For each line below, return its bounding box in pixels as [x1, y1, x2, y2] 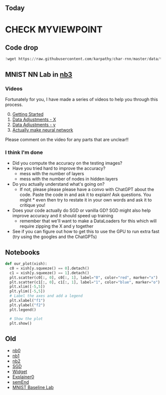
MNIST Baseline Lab [12, 385, 54, 391]
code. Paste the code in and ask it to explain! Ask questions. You [19, 192, 152, 197]
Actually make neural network [12, 127, 73, 133]
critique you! [19, 202, 45, 208]
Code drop [5, 43, 39, 51]
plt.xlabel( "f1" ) [9, 298, 45, 303]
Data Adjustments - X [12, 116, 56, 122]
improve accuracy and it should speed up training [12, 213, 114, 219]
